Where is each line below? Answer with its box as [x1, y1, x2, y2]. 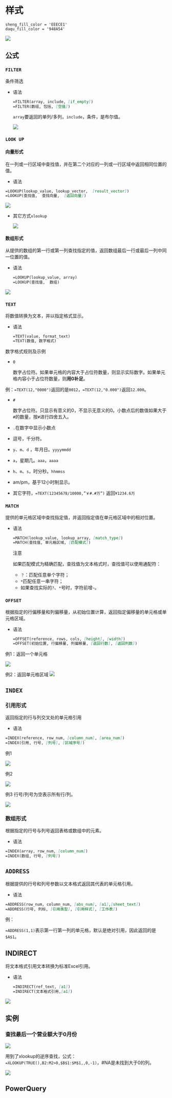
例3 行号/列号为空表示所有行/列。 [5, 791, 76, 797]
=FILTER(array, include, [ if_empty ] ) [12, 99, 94, 104]
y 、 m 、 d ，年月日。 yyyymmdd [12, 447, 71, 453]
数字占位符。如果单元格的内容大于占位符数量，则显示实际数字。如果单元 [12, 369, 165, 375]
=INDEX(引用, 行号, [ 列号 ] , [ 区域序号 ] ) [5, 740, 85, 745]
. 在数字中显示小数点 [12, 425, 56, 431]
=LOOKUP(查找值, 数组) [12, 280, 60, 285]
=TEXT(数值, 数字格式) [12, 338, 57, 344]
